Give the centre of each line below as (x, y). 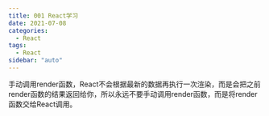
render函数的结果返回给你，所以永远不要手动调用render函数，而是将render (133, 94)
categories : (28, 30)
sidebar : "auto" (35, 61)
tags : (17, 46)
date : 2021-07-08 (37, 23)
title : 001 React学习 (43, 16)
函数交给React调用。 (43, 104)
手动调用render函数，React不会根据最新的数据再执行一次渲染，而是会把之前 (135, 84)
